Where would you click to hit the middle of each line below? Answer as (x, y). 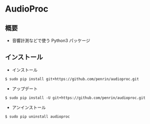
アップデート (25, 89)
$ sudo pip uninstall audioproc (37, 116)
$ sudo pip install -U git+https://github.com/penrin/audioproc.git (75, 98)
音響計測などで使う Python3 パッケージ (51, 40)
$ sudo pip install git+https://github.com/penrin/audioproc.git (72, 79)
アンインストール (29, 107)
